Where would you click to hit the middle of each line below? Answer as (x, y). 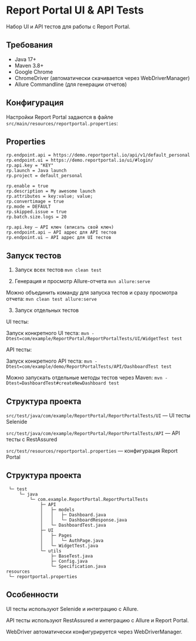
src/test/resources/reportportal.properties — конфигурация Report (92, 451)
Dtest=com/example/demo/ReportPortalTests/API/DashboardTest (82, 367)
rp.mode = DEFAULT (28, 207)
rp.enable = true (27, 186)
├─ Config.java (69, 561)
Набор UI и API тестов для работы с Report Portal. (68, 26)
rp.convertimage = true (35, 202)
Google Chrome (34, 72)
